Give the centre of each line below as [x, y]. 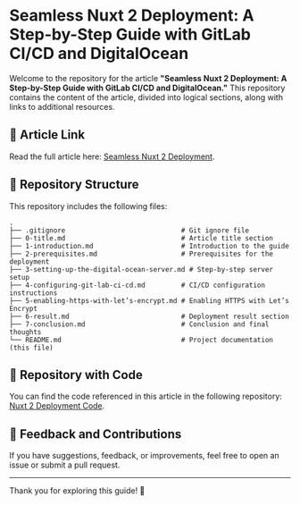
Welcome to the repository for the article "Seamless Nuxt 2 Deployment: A [148, 78]
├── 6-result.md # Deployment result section [150, 316]
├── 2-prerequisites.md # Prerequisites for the [142, 254]
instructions [33, 293]
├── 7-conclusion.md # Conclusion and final [139, 324]
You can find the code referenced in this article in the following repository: [146, 396]
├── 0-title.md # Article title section [142, 238]
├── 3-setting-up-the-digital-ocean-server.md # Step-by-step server [142, 269]
